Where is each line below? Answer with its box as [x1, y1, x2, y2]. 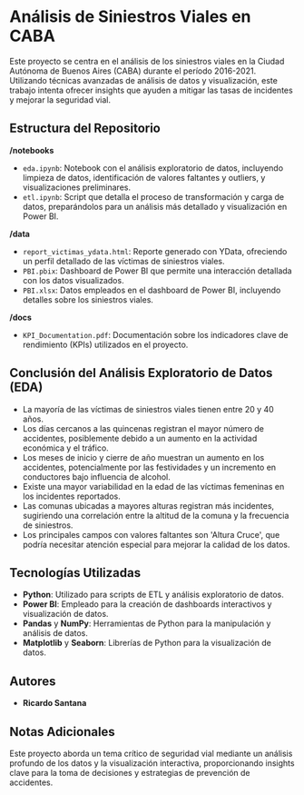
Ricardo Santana [22, 698, 87, 709]
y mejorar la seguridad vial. [9, 94, 112, 105]
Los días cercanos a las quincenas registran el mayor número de [22, 422, 265, 433]
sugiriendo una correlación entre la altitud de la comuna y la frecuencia [22, 510, 289, 521]
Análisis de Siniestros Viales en [9, 6, 251, 27]
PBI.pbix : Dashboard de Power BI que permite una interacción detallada [22, 265, 292, 276]
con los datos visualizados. [22, 274, 124, 285]
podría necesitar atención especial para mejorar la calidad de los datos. [22, 539, 290, 550]
